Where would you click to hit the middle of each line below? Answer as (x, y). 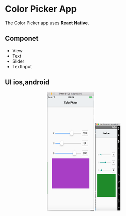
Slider (18, 61)
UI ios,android (27, 83)
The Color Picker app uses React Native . (47, 23)
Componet (22, 39)
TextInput (22, 66)
